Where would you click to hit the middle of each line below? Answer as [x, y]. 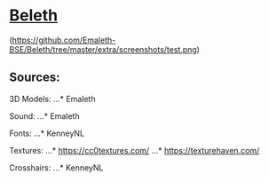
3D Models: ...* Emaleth [52, 99]
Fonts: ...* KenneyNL [47, 133]
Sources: [35, 78]
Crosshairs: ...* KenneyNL [56, 167]
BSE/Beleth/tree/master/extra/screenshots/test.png [103, 49]
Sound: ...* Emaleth [44, 115]
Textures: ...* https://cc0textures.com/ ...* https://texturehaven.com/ [134, 150]
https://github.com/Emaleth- [64, 40]
